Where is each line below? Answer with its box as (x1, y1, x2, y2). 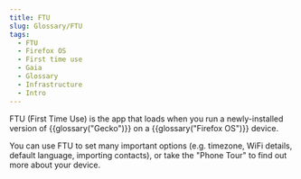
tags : (9, 30, 30, 39)
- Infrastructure (17, 80, 83, 89)
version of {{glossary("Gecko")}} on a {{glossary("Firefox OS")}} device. (9, 122, 278, 133)
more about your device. (9, 159, 101, 170)
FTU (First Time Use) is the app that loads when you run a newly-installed (9, 113, 284, 124)
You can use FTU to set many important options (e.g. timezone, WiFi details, (9, 140, 293, 151)
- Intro (17, 88, 47, 97)
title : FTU (9, 13, 51, 22)
